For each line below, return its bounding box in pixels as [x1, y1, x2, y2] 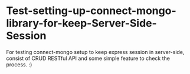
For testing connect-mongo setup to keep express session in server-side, [6, 48, 185, 55]
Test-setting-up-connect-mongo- [6, 4, 176, 18]
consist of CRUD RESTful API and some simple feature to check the [6, 55, 170, 62]
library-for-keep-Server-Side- [6, 16, 158, 30]
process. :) [6, 60, 32, 68]
